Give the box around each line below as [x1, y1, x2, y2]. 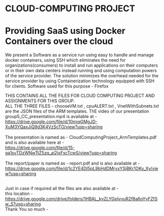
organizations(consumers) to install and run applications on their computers [5, 62, 158, 69]
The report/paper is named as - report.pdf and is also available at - [5, 160, 141, 167]
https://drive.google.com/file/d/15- [5, 145, 75, 151]
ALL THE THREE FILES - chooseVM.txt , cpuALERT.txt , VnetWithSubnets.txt [5, 103, 159, 109]
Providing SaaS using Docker [5, 25, 126, 37]
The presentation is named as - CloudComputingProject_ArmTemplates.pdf [5, 134, 157, 140]
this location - [5, 191, 33, 196]
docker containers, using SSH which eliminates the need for [5, 57, 126, 63]
